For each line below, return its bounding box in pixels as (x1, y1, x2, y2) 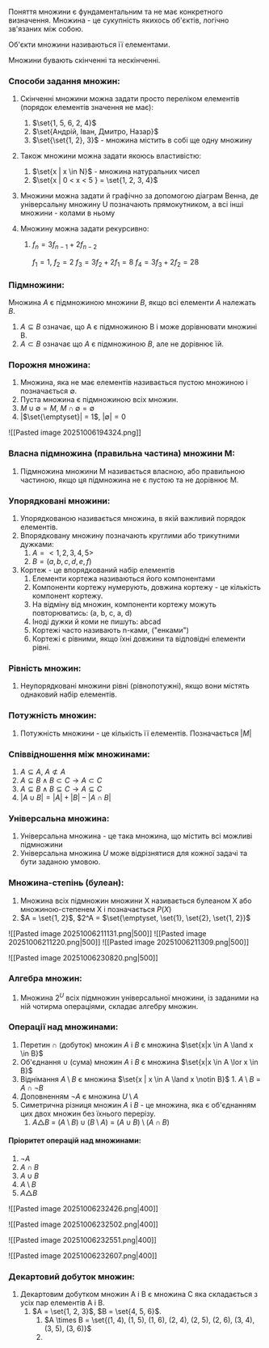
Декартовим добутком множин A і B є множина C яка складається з (19, 1290, 258, 1299)
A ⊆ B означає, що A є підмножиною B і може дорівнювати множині (19, 322, 257, 332)
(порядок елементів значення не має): (19, 103, 154, 112)
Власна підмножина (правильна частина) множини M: (8, 448, 236, 460)
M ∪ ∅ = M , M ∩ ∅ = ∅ (19, 404, 95, 413)
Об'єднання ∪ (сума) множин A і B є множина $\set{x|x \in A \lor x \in (19, 1057, 258, 1066)
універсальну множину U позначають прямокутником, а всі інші (19, 200, 244, 210)
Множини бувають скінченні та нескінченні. (8, 56, 161, 65)
